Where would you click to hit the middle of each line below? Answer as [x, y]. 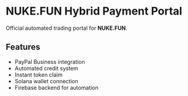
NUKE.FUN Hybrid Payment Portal [94, 11]
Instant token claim [38, 75]
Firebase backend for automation [56, 87]
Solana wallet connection [47, 81]
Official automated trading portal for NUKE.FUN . [67, 28]
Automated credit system [47, 68]
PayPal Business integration [50, 61]
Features [23, 47]
